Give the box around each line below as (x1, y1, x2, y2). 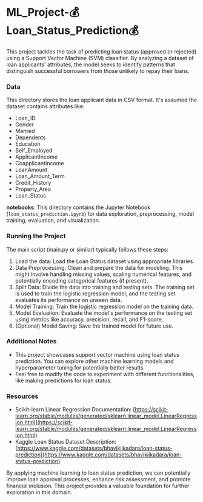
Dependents (15, 134, 46, 141)
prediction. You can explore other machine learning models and (15, 357, 174, 365)
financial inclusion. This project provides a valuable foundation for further (6, 482, 190, 490)
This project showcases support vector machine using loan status (15, 351, 180, 358)
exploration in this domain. (6, 489, 73, 496)
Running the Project (6, 232, 66, 241)
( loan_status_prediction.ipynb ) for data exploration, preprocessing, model (6, 210, 195, 218)
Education (15, 140, 41, 148)
